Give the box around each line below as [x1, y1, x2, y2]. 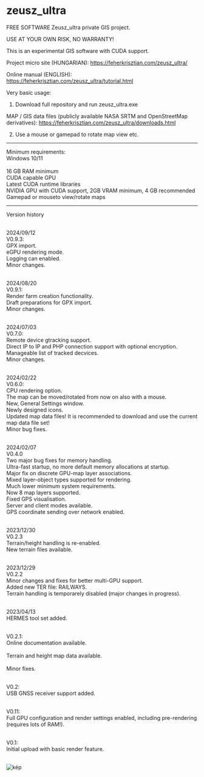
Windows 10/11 [6, 154, 43, 161]
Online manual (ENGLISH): [6, 70, 72, 78]
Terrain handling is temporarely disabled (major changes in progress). [6, 589, 181, 597]
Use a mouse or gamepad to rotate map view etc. [15, 131, 139, 138]
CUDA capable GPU [6, 174, 56, 181]
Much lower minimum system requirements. [6, 482, 116, 489]
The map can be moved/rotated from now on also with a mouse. [6, 393, 167, 401]
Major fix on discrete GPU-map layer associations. [6, 469, 132, 477]
